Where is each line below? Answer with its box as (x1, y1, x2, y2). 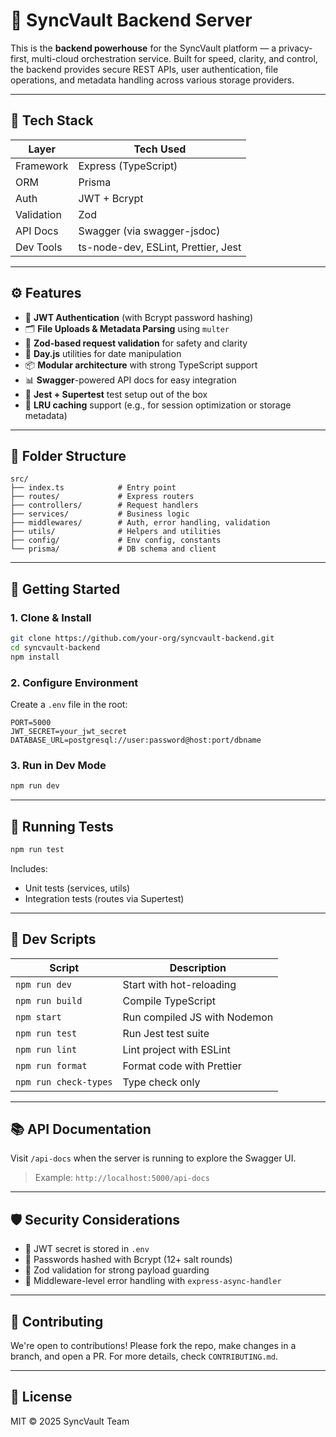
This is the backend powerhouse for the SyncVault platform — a (10, 42, 277, 54)
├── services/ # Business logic (10, 509, 190, 519)
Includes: (10, 862, 48, 874)
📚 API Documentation (10, 1121, 152, 1138)
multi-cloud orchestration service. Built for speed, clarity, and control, (31, 52, 318, 64)
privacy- (278, 42, 313, 54)
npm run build (15, 995, 83, 1006)
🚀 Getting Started (10, 580, 121, 598)
